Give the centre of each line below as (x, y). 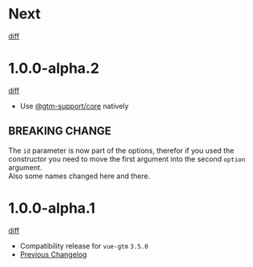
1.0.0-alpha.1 (52, 208)
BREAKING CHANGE (60, 132)
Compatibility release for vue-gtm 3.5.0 (84, 245)
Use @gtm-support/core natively (74, 106)
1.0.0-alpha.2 (54, 68)
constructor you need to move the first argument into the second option (127, 159)
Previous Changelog (53, 254)
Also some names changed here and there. (79, 176)
